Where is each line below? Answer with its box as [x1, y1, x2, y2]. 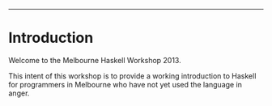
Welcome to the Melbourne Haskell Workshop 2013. [8, 55, 181, 65]
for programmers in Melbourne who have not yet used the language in [8, 79, 243, 89]
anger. [8, 88, 30, 98]
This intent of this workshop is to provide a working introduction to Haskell [8, 70, 257, 81]
